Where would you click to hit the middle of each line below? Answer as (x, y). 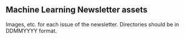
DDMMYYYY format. (31, 31)
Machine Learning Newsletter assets (77, 10)
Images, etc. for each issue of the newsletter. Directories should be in (92, 24)
